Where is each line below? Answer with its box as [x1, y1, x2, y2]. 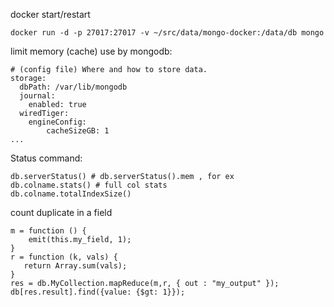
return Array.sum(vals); [23, 261, 128, 271]
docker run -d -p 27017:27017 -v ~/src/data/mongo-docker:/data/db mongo [10, 28, 325, 38]
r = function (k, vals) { [10, 252, 118, 262]
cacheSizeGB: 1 [46, 126, 110, 136]
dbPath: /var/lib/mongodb [19, 82, 128, 92]
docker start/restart [10, 9, 91, 20]
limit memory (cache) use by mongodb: [10, 45, 173, 57]
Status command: [10, 152, 83, 164]
